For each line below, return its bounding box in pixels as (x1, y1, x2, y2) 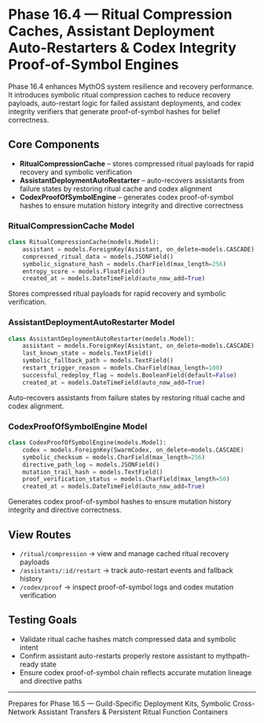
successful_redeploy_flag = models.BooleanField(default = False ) (22, 371, 237, 379)
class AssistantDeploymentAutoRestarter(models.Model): (8, 334, 195, 343)
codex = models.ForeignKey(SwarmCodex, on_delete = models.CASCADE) (22, 446, 244, 454)
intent (19, 643, 38, 652)
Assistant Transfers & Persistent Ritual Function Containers (38, 706, 229, 717)
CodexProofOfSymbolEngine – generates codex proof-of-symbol (19, 192, 234, 201)
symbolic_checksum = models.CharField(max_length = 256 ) (22, 453, 206, 461)
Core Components (8, 138, 100, 151)
